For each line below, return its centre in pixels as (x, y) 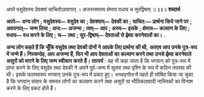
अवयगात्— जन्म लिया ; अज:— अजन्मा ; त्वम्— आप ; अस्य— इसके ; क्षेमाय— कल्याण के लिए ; (98, 28)
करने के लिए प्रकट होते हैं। (31, 88)
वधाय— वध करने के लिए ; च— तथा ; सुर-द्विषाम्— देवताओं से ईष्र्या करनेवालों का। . (86, 35)
